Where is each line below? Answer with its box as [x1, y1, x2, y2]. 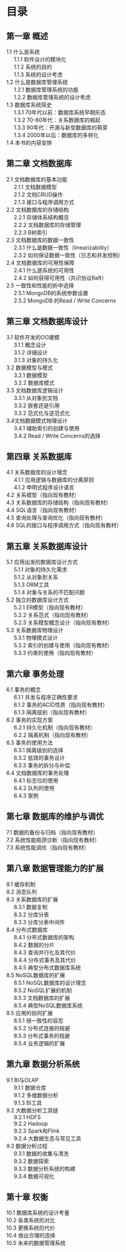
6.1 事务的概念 [6, 686, 41, 693]
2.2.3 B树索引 [13, 228, 48, 236]
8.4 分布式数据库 [6, 926, 48, 933]
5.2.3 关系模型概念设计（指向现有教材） [13, 619, 113, 627]
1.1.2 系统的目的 [13, 64, 53, 70]
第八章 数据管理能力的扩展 [6, 864, 104, 874]
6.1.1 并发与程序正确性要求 [13, 694, 78, 701]
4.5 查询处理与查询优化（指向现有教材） [6, 514, 106, 521]
